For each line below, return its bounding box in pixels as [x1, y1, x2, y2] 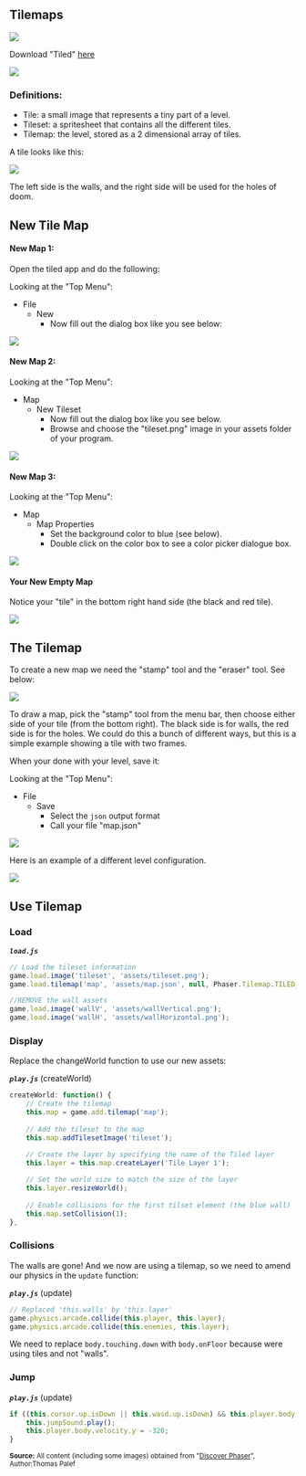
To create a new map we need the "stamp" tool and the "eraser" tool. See [9, 664, 285, 675]
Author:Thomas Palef [9, 1460, 76, 1469]
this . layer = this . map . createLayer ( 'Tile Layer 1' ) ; [25, 1159, 230, 1168]
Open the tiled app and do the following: [9, 263, 160, 274]
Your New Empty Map [9, 575, 94, 587]
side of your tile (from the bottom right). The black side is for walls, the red [9, 719, 290, 730]
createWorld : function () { [9, 1091, 112, 1100]
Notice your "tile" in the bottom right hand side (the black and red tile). [9, 596, 273, 607]
